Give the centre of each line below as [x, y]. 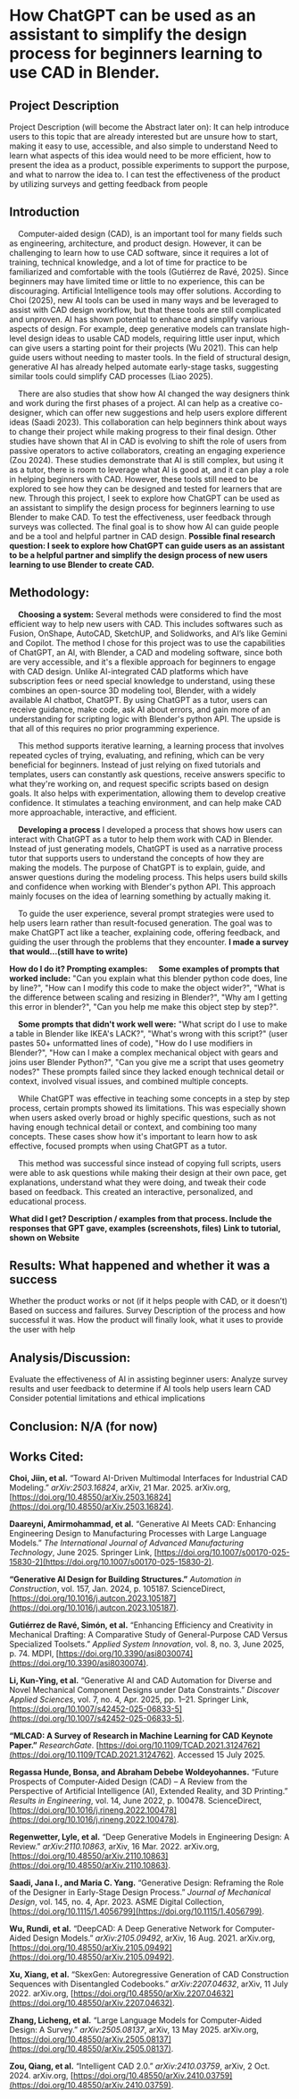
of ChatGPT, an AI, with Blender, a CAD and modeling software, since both [146, 652]
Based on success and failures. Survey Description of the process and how [147, 1310]
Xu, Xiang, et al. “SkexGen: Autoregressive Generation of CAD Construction [149, 1975]
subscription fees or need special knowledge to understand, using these [142, 681]
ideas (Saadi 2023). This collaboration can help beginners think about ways [148, 422]
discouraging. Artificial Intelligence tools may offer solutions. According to [145, 291]
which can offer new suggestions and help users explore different [166, 412]
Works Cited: [46, 1457]
